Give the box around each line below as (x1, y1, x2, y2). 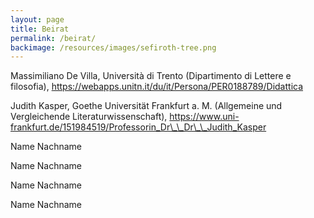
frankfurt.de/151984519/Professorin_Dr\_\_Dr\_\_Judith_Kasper (10, 121, 267, 133)
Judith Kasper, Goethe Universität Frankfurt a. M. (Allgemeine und (10, 100, 283, 112)
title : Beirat (10, 24, 70, 34)
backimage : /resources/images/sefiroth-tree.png (10, 42, 217, 53)
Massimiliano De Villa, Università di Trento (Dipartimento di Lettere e (10, 70, 292, 82)
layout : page (10, 14, 65, 25)
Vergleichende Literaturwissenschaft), (10, 111, 168, 123)
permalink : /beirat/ (10, 33, 97, 43)
